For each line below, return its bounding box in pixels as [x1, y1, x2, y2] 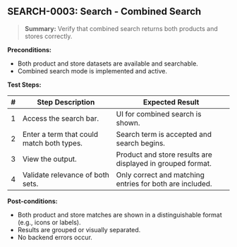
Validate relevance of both [22, 169, 109, 179]
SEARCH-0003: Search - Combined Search [7, 6, 202, 18]
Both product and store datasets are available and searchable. [17, 59, 199, 68]
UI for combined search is [116, 109, 202, 119]
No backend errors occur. [17, 233, 93, 241]
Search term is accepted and [116, 129, 212, 139]
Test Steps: [7, 80, 42, 89]
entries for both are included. [116, 179, 213, 188]
